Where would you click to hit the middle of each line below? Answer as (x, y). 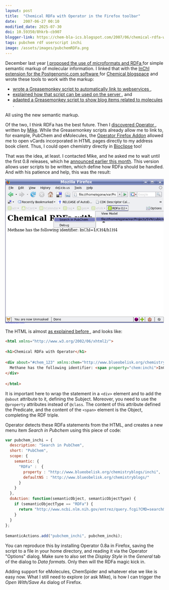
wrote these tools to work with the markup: (50, 79)
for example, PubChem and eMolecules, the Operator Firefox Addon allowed (84, 135)
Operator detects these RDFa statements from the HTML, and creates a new (84, 425)
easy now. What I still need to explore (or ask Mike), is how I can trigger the (83, 577)
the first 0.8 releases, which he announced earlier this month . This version (82, 161)
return (25, 509)
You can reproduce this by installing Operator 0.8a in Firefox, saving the (79, 546)
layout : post (19, 11)
